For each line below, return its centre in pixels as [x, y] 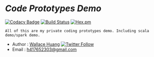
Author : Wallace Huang [36, 44]
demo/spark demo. [23, 35]
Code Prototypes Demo [53, 9]
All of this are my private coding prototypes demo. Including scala [77, 31]
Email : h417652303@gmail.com [44, 49]
